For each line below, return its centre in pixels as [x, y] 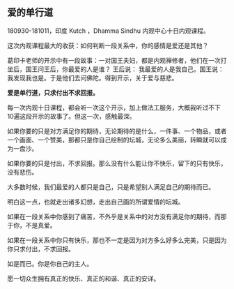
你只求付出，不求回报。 [41, 249]
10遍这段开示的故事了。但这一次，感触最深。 [71, 116]
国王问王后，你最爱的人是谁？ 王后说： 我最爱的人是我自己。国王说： [125, 69]
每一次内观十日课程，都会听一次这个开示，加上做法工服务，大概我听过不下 [114, 108]
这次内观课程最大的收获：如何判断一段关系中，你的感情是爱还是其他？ [108, 45]
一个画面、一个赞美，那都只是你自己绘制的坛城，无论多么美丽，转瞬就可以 [114, 140]
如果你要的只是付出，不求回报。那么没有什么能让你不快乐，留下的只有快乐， [117, 163]
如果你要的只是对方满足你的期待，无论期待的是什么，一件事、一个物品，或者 [117, 131]
